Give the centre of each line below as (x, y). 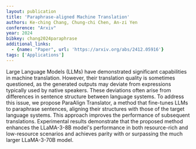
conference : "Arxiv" (31, 28)
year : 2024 (19, 33)
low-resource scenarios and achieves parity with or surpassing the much (94, 134)
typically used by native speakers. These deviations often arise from (89, 90)
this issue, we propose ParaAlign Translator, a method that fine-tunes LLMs (97, 102)
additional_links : (28, 44)
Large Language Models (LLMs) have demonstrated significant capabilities (97, 71)
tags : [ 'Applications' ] (35, 55)
